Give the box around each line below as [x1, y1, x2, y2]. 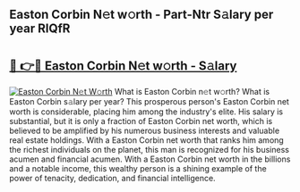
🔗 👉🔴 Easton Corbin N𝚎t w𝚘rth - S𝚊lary [9, 58, 237, 73]
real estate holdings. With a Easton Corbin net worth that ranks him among [9, 135, 284, 146]
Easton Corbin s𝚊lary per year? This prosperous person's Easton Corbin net [9, 96, 289, 106]
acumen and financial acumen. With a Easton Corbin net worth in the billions [9, 154, 291, 164]
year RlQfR [9, 21, 71, 37]
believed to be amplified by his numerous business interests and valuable [9, 125, 280, 136]
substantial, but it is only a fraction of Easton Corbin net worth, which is [9, 116, 273, 126]
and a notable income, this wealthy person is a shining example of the [9, 163, 267, 173]
